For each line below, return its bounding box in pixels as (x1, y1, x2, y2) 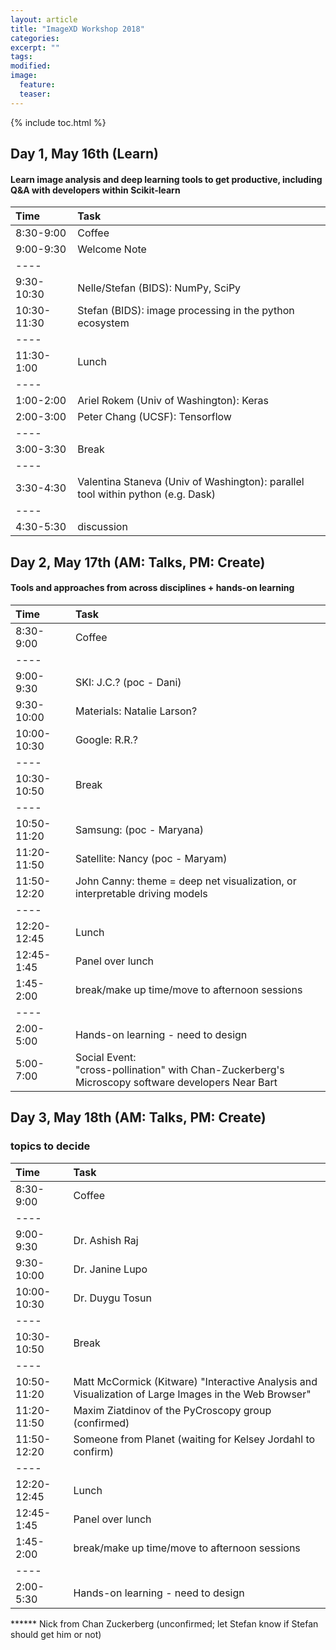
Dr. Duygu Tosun (73, 1291, 152, 1305)
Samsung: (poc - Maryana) (74, 822, 204, 836)
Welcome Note (77, 242, 147, 256)
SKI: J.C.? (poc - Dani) (74, 675, 182, 689)
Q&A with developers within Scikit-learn (10, 184, 181, 196)
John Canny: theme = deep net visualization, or (74, 874, 297, 888)
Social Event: (74, 1050, 137, 1064)
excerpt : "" (10, 42, 60, 53)
